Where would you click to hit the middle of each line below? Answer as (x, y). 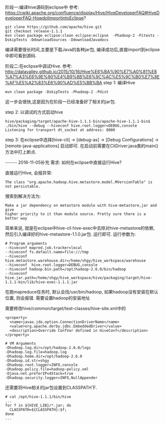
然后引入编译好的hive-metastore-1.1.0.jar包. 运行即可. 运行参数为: (70, 234)
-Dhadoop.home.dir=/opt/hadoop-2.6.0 (44, 356)
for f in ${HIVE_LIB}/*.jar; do (38, 405)
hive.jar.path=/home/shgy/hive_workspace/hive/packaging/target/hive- (79, 278)
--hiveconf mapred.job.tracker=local (44, 248)
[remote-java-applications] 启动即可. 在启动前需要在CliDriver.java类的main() (82, 146)
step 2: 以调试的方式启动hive (34, 112)
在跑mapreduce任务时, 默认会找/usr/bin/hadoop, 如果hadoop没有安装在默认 (82, 292)
